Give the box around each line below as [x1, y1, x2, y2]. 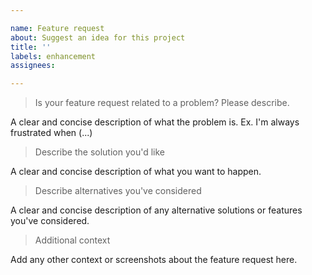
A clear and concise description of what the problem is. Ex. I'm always [10, 116, 300, 128]
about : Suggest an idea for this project [10, 32, 186, 43]
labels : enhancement [10, 51, 97, 61]
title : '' [10, 42, 52, 52]
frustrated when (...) [10, 127, 93, 139]
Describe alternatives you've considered [34, 185, 202, 197]
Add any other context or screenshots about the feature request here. [10, 254, 298, 266]
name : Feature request [10, 23, 105, 33]
